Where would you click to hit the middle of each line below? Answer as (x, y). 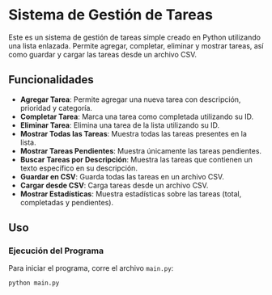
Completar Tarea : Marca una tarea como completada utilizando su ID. (137, 116)
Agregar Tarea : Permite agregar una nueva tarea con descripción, (130, 99)
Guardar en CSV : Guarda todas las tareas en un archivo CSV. (122, 176)
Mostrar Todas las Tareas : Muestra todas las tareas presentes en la (133, 133)
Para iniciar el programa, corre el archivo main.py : (91, 268)
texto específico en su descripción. (79, 168)
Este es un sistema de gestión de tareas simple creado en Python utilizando (135, 37)
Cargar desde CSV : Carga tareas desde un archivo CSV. (114, 185)
